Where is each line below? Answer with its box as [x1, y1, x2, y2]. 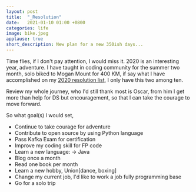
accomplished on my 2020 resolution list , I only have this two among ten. [6, 76, 184, 83]
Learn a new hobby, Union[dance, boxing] [14, 167, 117, 174]
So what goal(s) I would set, [6, 111, 74, 118]
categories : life [6, 25, 49, 31]
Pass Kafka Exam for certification [14, 135, 96, 143]
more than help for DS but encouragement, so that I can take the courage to [6, 94, 190, 101]
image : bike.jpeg [6, 31, 49, 37]
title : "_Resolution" [6, 14, 62, 20]
